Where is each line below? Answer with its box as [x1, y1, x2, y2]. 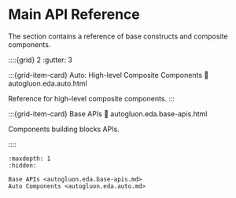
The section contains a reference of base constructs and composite [8, 31, 228, 41]
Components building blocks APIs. [8, 124, 120, 134]
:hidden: [8, 161, 37, 170]
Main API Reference [8, 5, 140, 24]
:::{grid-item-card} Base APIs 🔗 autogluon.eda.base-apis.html [8, 108, 208, 119]
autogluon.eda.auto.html [8, 79, 88, 88]
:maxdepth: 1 [8, 155, 51, 163]
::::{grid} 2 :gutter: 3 [8, 55, 73, 64]
